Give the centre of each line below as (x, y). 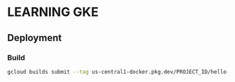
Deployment (35, 38)
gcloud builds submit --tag (48, 72)
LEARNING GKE (53, 12)
